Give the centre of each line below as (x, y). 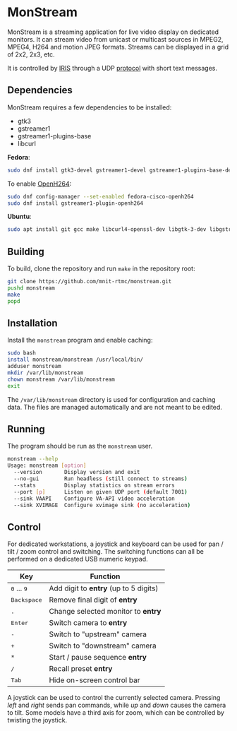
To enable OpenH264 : (39, 184)
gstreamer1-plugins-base (54, 136)
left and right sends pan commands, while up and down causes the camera (117, 705)
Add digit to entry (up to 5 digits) (104, 588)
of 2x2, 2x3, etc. (31, 54)
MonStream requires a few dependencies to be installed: (90, 107)
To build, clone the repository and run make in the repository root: (101, 268)
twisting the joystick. (37, 720)
